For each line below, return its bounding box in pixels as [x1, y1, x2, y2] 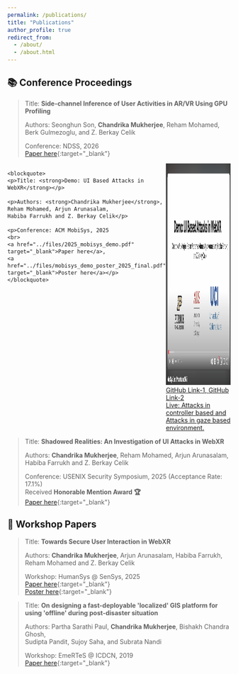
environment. [165, 423, 205, 432]
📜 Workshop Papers [7, 518, 97, 531]
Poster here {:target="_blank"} [24, 587, 112, 595]
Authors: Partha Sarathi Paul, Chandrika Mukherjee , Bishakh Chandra [24, 622, 229, 631]
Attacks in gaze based [165, 415, 231, 425]
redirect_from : [7, 34, 52, 41]
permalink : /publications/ [7, 11, 87, 18]
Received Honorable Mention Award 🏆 [24, 488, 141, 496]
